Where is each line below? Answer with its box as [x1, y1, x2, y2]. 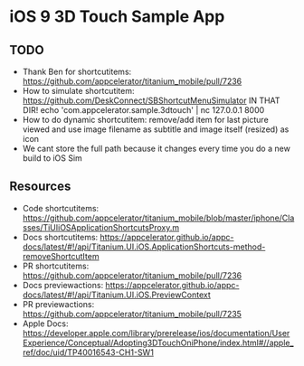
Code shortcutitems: [22, 202, 100, 213]
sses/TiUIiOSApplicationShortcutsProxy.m [22, 221, 180, 232]
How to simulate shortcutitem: [22, 86, 135, 96]
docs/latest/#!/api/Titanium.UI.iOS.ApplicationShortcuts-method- [22, 241, 266, 252]
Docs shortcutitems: [22, 231, 99, 242]
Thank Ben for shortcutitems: [22, 66, 132, 77]
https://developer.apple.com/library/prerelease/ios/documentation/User [22, 327, 290, 338]
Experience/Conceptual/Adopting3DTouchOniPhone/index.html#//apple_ [22, 337, 294, 348]
